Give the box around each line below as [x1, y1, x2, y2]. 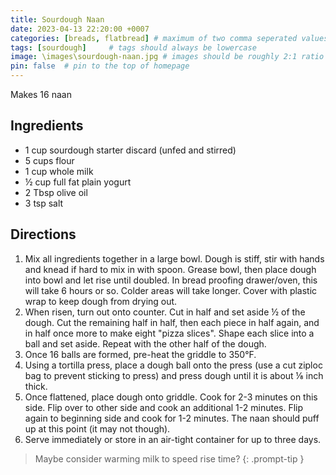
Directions [10, 226, 77, 243]
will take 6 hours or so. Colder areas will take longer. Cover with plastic [24, 284, 318, 296]
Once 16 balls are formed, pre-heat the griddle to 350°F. [24, 348, 257, 360]
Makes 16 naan [10, 89, 72, 100]
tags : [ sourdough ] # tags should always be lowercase [10, 42, 257, 53]
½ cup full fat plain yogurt [24, 176, 132, 188]
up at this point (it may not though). [24, 422, 171, 435]
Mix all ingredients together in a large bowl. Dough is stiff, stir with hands [24, 252, 325, 265]
